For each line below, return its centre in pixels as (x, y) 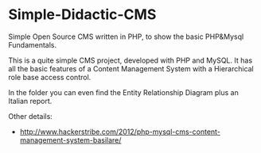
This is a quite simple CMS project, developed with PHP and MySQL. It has (130, 60)
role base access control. (50, 77)
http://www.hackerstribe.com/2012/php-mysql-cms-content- (120, 132)
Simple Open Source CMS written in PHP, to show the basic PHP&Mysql (126, 36)
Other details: (31, 116)
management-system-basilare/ (70, 140)
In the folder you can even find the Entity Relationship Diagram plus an (123, 92)
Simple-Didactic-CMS (82, 15)
